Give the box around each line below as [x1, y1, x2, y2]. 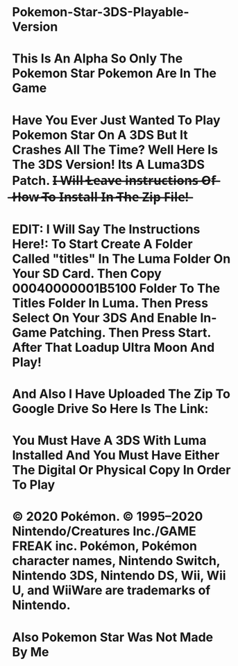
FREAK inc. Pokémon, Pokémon [12, 538, 198, 554]
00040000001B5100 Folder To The [12, 280, 221, 296]
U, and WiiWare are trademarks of [12, 583, 211, 599]
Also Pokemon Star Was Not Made [12, 629, 214, 645]
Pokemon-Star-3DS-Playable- [12, 4, 190, 20]
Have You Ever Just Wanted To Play [12, 112, 221, 128]
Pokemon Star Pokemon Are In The [12, 65, 216, 81]
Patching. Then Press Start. [49, 325, 211, 341]
